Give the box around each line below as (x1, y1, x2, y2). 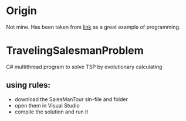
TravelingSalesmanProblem (6, 44, 144, 57)
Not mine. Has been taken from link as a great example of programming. (6, 23, 181, 30)
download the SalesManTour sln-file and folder (14, 95, 128, 103)
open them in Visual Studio (14, 102, 80, 109)
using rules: (6, 80, 51, 90)
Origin (6, 4, 37, 18)
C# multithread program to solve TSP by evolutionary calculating (6, 63, 163, 70)
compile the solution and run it (14, 108, 89, 115)
